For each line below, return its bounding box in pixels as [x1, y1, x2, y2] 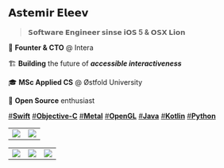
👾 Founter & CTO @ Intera [8, 43, 94, 52]
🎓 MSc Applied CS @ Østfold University [8, 77, 143, 86]
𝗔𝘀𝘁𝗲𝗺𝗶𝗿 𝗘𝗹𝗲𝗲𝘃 [8, 6, 89, 20]
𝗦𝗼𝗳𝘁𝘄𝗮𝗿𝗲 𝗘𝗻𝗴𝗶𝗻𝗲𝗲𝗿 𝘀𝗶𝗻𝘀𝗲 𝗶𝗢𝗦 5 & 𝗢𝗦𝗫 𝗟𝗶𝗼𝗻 [27, 27, 186, 36]
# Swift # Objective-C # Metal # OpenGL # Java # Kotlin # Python [8, 111, 216, 120]
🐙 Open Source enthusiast [8, 95, 95, 105]
